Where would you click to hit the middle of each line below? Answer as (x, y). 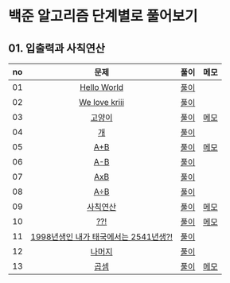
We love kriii (102, 102)
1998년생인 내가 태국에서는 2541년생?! (102, 237)
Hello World (101, 87)
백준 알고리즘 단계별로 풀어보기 (103, 16)
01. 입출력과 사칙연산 (57, 48)
